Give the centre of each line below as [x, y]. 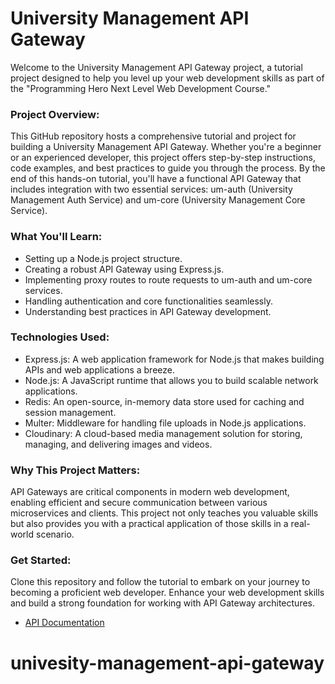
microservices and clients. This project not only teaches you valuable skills [164, 513]
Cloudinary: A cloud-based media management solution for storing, [163, 433]
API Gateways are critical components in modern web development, [150, 492]
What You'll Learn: [56, 237]
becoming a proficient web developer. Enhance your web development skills [167, 593]
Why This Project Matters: [75, 470]
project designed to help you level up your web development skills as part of [167, 78]
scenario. [55, 534]
